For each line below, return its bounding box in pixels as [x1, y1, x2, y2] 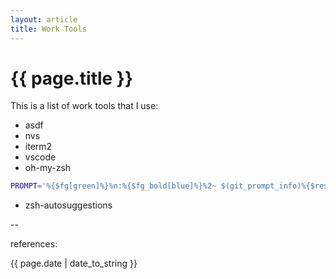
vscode [24, 151, 57, 163]
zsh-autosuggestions [24, 199, 113, 211]
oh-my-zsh [24, 162, 72, 174]
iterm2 [24, 141, 53, 153]
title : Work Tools [10, 24, 87, 34]
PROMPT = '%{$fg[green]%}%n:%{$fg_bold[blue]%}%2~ [10, 181, 217, 191]
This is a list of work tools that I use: [10, 100, 159, 112]
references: [10, 238, 58, 250]
